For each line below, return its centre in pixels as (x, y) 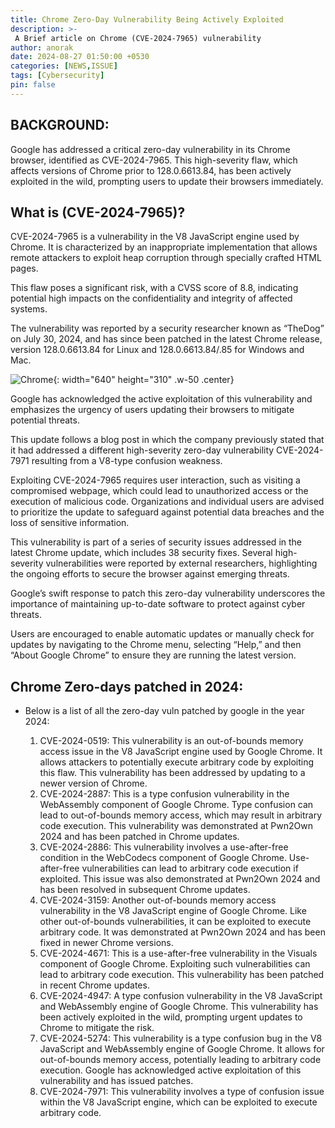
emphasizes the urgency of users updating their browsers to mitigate (152, 410)
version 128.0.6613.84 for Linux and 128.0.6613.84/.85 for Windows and (157, 350)
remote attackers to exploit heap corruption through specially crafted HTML (166, 258)
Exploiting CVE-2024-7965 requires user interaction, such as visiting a (155, 480)
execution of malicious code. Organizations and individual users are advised (167, 502)
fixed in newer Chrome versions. (106, 943)
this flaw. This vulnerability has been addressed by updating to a (172, 773)
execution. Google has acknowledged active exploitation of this (170, 1070)
